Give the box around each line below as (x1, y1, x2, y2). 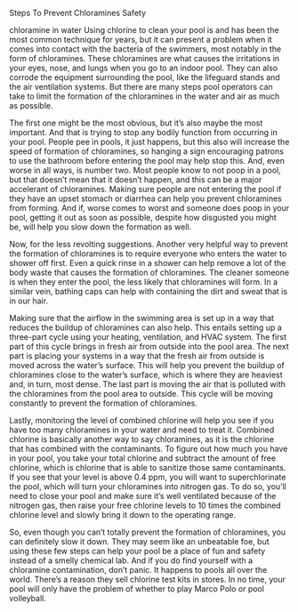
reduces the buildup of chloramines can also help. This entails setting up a (9, 322, 282, 333)
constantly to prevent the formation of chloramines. (9, 398, 198, 408)
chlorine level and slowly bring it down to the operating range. (9, 510, 237, 519)
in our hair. (9, 295, 49, 306)
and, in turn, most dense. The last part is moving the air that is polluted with (9, 379, 286, 390)
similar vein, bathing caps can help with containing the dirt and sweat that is (9, 286, 287, 296)
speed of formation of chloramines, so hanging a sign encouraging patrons (9, 146, 285, 157)
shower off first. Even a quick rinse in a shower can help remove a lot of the (9, 258, 286, 268)
